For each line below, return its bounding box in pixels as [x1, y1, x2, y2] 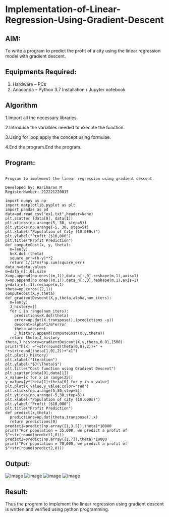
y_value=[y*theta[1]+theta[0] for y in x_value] [5, 380, 109, 385]
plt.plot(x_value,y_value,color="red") [5, 384, 89, 389]
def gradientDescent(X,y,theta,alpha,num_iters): [5, 295, 112, 301]
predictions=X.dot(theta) [14, 313, 69, 319]
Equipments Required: [5, 68, 77, 76]
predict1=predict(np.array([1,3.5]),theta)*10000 [5, 424, 112, 429]
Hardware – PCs [12, 81, 46, 87]
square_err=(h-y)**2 [10, 256, 53, 261]
